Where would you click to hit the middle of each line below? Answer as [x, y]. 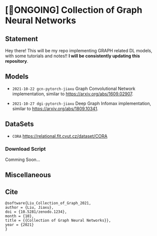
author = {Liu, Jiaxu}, [30, 208]
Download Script [25, 149]
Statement [22, 39]
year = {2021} [20, 225]
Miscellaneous [28, 175]
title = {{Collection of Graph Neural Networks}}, [58, 221]
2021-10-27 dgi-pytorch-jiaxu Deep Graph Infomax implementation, [82, 103]
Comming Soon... [23, 159]
